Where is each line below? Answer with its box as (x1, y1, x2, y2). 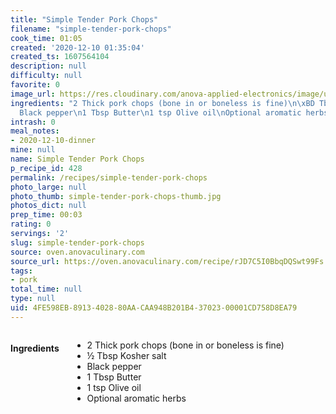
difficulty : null (10, 71, 83, 81)
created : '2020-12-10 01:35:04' (10, 42, 145, 53)
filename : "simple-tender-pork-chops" (10, 24, 172, 34)
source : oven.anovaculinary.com (10, 247, 145, 257)
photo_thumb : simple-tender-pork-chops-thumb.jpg (10, 191, 222, 201)
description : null (10, 61, 87, 71)
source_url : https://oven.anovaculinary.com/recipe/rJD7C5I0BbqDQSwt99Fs (10, 256, 325, 266)
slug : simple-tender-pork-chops (10, 237, 145, 248)
